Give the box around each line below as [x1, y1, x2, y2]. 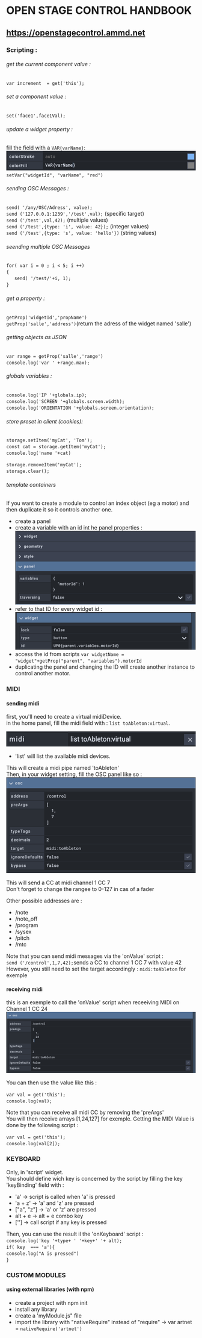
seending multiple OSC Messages [6, 243, 90, 250]
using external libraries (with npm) [6, 1286, 94, 1293]
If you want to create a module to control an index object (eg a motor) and [6, 499, 189, 507]
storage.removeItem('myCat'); [6, 462, 82, 468]
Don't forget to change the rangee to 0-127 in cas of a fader [6, 886, 155, 893]
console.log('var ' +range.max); [6, 360, 90, 366]
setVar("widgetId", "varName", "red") [6, 172, 103, 178]
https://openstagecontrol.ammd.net [6, 28, 145, 38]
